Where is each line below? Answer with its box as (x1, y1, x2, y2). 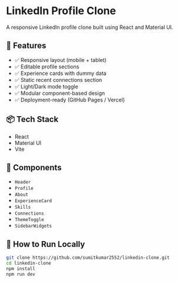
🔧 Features (6, 41, 47, 51)
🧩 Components (6, 162, 62, 172)
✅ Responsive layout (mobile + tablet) (14, 56, 107, 63)
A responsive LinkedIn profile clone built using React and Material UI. (6, 24, 174, 31)
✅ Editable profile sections (14, 63, 79, 70)
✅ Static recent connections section (14, 76, 102, 83)
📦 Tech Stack (6, 114, 59, 124)
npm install (6, 265, 35, 272)
